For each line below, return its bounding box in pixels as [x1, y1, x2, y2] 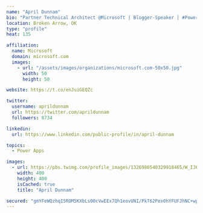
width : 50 [22, 70, 47, 76]
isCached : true [17, 181, 56, 188]
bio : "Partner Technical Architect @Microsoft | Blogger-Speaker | [6, 15, 180, 21]
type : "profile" [6, 25, 47, 32]
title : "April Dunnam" [17, 187, 74, 193]
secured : [6, 198, 28, 204]
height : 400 [17, 175, 47, 182]
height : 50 [22, 76, 50, 82]
